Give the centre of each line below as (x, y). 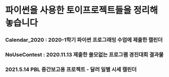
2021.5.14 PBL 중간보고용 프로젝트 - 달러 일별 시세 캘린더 (71, 69)
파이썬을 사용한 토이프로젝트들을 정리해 (81, 10)
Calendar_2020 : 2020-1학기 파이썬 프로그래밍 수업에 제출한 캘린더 (84, 40)
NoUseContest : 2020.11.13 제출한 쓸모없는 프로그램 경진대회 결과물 (84, 55)
